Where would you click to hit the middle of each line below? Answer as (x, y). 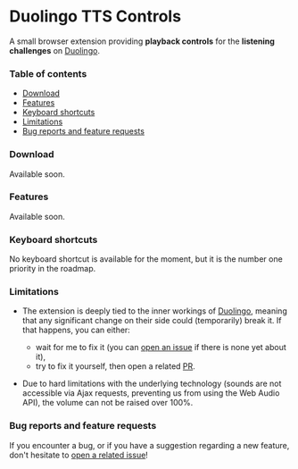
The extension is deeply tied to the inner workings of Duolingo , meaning (154, 311)
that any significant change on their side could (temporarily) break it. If (152, 321)
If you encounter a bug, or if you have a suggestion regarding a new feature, (149, 445)
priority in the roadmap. (53, 269)
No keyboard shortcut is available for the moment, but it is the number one (146, 259)
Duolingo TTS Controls (95, 17)
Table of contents (48, 73)
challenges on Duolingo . (55, 50)
